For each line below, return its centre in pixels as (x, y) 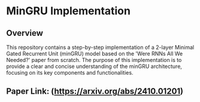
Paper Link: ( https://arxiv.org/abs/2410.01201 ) (95, 92)
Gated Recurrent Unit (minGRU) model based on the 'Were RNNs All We (95, 54)
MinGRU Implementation (68, 11)
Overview (25, 33)
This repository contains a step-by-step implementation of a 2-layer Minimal (100, 47)
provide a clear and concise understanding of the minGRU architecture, (94, 66)
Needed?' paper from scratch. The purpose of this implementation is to (94, 60)
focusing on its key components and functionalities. (70, 72)
